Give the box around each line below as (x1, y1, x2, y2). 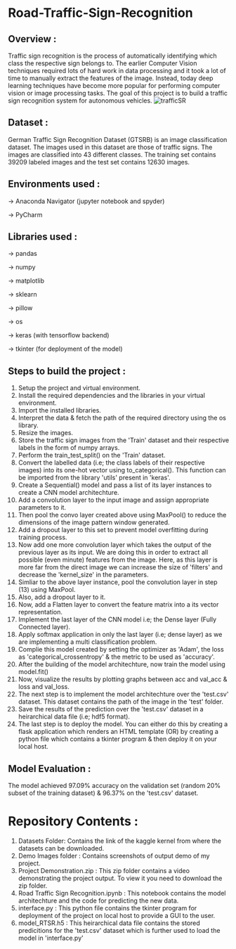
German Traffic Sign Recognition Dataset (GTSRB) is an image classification (8, 135, 228, 143)
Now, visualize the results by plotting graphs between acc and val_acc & (18, 675, 228, 683)
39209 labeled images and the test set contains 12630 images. (8, 157, 190, 166)
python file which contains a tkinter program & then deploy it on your (18, 735, 217, 743)
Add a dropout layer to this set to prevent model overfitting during (18, 526, 209, 534)
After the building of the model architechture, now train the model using (18, 660, 225, 669)
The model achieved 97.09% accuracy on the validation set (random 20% (8, 782, 221, 790)
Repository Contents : (8, 813, 139, 829)
